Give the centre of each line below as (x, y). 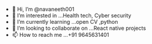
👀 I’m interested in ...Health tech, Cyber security (71, 15)
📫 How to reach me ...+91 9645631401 (61, 35)
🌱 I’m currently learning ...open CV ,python (65, 22)
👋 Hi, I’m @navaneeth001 (43, 9)
